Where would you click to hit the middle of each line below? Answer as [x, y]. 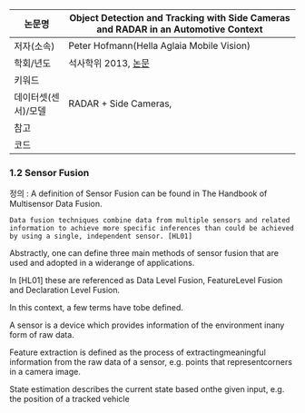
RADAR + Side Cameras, [120, 103]
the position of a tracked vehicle [69, 399]
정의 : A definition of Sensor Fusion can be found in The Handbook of [138, 193]
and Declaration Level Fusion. [65, 290]
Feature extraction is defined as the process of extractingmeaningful [138, 352]
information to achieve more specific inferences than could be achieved [152, 229]
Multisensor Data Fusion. [56, 204]
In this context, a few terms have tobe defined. [97, 308]
